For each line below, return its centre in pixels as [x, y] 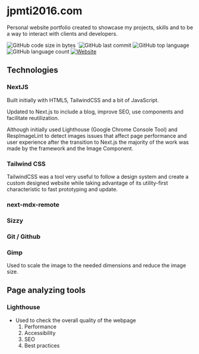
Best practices [42, 345]
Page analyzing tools [46, 290]
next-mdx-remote [33, 204]
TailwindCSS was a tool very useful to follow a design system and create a [98, 176]
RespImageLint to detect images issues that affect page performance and [97, 135]
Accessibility [40, 333]
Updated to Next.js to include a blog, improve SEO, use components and [95, 112]
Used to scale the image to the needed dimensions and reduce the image [97, 265]
